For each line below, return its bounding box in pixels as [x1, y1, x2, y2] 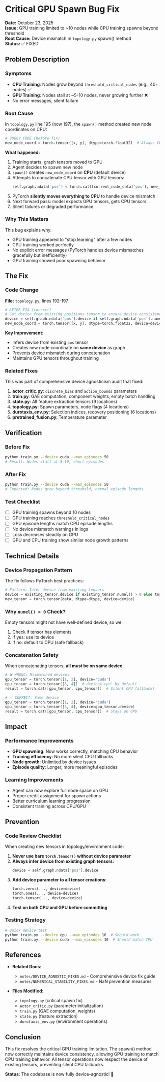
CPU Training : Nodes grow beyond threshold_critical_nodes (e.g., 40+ [12, 81, 159, 87]
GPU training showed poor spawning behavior [12, 257, 106, 263]
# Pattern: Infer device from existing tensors [5, 587, 105, 592]
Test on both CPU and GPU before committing [12, 904, 108, 910]
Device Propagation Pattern [5, 567, 73, 574]
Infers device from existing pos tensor [12, 339, 88, 345]
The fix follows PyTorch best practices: [5, 578, 84, 584]
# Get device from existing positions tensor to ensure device [5, 312, 137, 317]
